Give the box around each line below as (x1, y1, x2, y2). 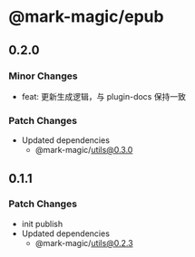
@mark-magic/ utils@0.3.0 (34, 145, 133, 156)
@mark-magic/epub (8, 6, 164, 27)
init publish (21, 218, 63, 229)
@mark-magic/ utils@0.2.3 (34, 237, 133, 248)
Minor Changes (8, 70, 78, 82)
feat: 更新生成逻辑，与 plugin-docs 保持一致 (21, 90, 187, 101)
